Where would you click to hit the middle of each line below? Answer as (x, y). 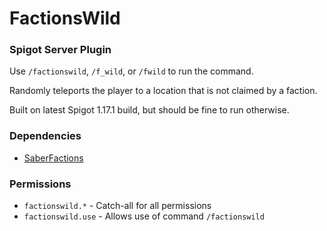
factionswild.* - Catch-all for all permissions (117, 206)
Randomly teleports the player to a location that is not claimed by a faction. (163, 91)
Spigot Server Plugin (60, 50)
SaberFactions (53, 158)
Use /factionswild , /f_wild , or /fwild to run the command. (131, 71)
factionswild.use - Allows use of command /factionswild (144, 216)
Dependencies (45, 136)
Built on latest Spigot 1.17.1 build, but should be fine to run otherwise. (149, 110)
